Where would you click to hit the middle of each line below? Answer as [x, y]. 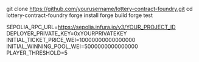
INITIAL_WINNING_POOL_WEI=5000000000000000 [72, 46]
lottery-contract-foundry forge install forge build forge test [80, 15]
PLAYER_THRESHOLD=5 [37, 53]
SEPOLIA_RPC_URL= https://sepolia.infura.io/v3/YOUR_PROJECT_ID [91, 27]
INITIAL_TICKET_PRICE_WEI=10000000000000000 [71, 40]
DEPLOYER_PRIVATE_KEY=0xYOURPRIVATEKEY [67, 33]
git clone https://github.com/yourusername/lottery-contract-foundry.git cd [100, 9]
